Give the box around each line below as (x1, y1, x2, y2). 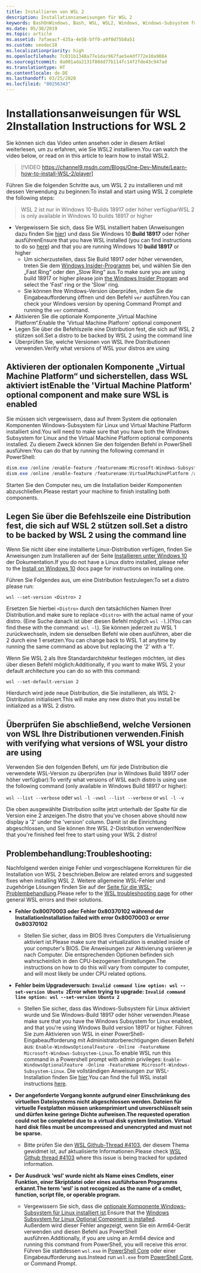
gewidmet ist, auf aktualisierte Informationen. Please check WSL (23, 1147, 181, 1155)
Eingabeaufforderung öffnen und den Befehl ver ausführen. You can (23, 294, 190, 301)
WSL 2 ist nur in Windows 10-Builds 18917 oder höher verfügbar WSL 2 (20, 206, 195, 213)
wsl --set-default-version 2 (6, 679, 79, 685)
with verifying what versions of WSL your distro (6, 738, 188, 748)
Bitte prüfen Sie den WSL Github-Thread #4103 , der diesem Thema (23, 1141, 190, 1149)
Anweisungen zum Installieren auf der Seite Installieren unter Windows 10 (6, 552, 187, 559)
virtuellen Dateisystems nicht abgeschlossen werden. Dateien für (14, 1098, 182, 1105)
